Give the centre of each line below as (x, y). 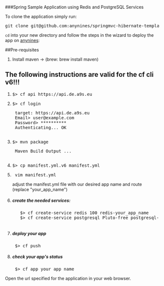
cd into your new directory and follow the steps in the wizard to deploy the (79, 35)
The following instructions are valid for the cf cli (79, 75)
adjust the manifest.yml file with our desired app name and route (77, 184)
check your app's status (37, 257)
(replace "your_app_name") (40, 189)
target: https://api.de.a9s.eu (52, 113)
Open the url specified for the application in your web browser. (68, 278)
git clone (17, 26)
